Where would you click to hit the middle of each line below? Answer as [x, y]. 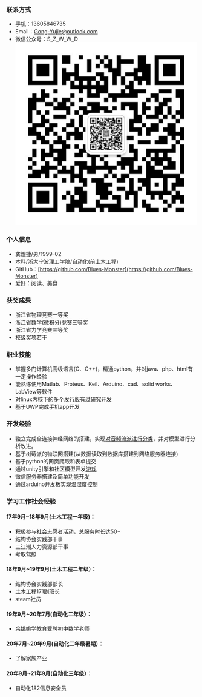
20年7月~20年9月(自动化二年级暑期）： [55, 644]
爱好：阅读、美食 [36, 283]
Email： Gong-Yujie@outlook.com [56, 32]
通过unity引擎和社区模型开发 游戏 [56, 469]
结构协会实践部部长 [39, 584]
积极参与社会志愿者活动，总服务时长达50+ [68, 531]
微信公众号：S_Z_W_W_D [47, 39]
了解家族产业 [31, 658]
